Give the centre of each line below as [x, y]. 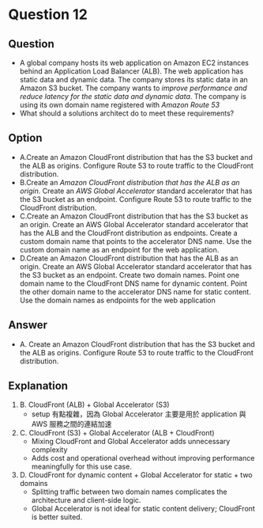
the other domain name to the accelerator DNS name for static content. [135, 291]
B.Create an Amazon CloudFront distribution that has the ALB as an [130, 182]
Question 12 [48, 15]
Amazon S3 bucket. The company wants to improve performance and [133, 88]
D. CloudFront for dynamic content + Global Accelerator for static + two [136, 475]
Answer [28, 325]
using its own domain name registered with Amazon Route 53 [119, 105]
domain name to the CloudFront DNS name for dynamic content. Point [133, 283]
